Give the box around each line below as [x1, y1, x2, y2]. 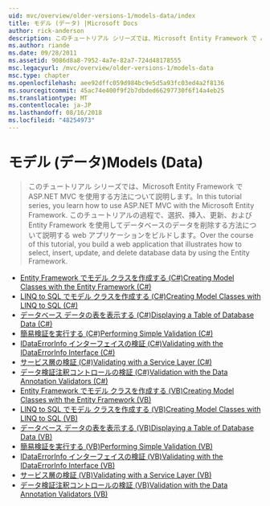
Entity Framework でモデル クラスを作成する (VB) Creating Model [19, 386, 235, 395]
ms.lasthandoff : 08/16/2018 [8, 109, 103, 117]
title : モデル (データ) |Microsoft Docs [8, 19, 138, 27]
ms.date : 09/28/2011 [8, 49, 78, 57]
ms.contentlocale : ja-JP [8, 101, 92, 109]
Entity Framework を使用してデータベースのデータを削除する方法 [27, 220, 243, 230]
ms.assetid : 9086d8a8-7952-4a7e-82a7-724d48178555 [8, 57, 182, 65]
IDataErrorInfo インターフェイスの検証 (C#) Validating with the [19, 338, 223, 348]
